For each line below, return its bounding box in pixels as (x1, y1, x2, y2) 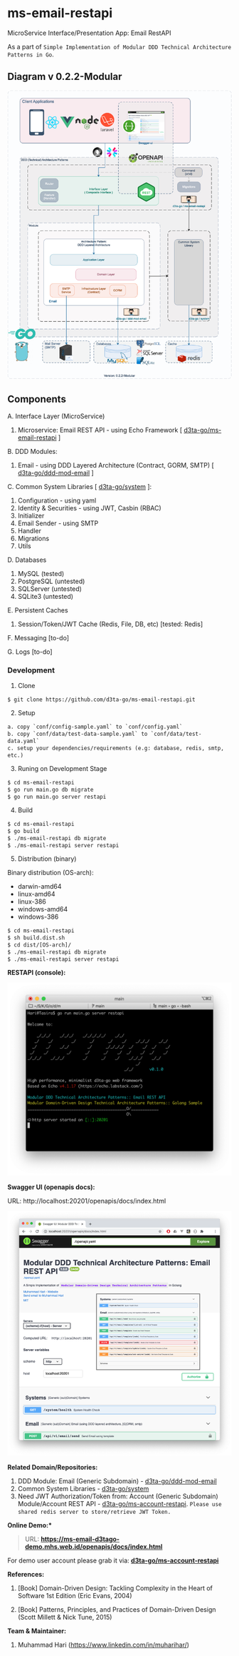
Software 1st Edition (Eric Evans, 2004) (17, 1592, 132, 1600)
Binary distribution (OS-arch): (7, 869, 94, 877)
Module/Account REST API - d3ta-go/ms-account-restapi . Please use (17, 1500, 222, 1508)
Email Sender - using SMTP (17, 519, 99, 527)
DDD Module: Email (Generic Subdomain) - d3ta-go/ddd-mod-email (17, 1477, 217, 1485)
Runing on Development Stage (17, 764, 107, 773)
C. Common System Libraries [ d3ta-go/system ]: (7, 483, 152, 491)
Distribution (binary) (17, 854, 77, 863)
